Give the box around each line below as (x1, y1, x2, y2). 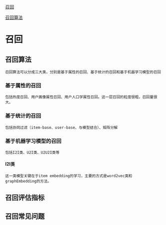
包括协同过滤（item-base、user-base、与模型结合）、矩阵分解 (5, 125, 118, 130)
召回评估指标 (5, 194, 45, 202)
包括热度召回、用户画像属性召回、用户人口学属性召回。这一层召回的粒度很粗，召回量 (5, 95, 154, 100)
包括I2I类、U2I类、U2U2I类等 (5, 150, 60, 155)
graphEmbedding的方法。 (5, 179, 51, 184)
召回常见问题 (5, 212, 45, 221)
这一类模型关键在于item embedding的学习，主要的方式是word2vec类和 (5, 174, 133, 179)
